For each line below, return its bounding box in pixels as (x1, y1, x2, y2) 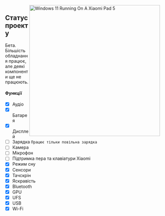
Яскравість (12, 178, 36, 184)
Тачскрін (12, 172, 31, 178)
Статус (5, 14, 28, 22)
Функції (5, 90, 22, 96)
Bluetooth (12, 183, 32, 189)
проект (5, 22, 28, 30)
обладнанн (5, 53, 28, 59)
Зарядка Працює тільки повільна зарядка (12, 139, 97, 145)
